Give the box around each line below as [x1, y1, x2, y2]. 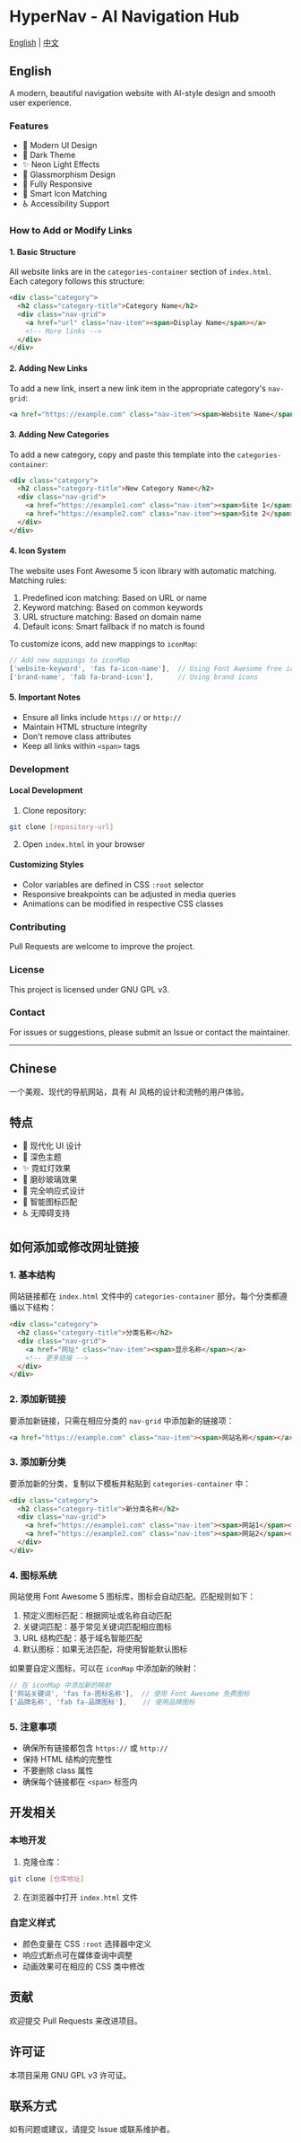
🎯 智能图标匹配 [21, 1196, 78, 1207]
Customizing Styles [9, 860, 84, 870]
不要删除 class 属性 [21, 1765, 94, 1776]
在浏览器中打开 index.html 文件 [21, 1892, 139, 1902]
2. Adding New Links [9, 362, 88, 374]
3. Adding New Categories [9, 428, 109, 439]
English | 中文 [9, 37, 60, 48]
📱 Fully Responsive [21, 179, 92, 190]
